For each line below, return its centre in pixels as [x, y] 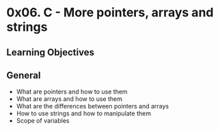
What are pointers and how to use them [72, 92]
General [24, 75]
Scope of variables [43, 121]
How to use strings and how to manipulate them [84, 113]
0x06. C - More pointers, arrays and [110, 13]
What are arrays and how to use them [69, 99]
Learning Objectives [51, 52]
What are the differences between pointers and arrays [92, 106]
